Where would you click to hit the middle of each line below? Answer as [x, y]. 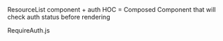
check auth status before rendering [59, 17]
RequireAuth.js [29, 31]
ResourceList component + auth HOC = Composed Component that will [111, 10]
